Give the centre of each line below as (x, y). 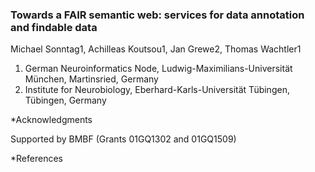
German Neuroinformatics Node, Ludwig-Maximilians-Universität (158, 69)
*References (36, 159)
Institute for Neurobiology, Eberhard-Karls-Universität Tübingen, (157, 90)
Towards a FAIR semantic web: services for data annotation (157, 15)
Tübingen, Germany (65, 100)
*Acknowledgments (51, 120)
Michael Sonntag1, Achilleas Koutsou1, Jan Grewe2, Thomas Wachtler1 (156, 49)
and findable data (54, 27)
